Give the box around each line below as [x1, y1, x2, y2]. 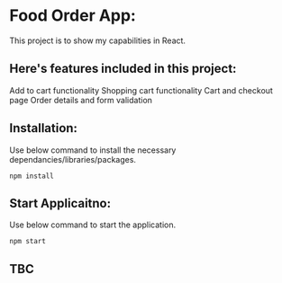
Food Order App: [9, 5, 137, 26]
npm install [9, 172, 54, 181]
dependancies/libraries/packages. [9, 154, 137, 164]
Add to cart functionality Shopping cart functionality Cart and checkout [9, 84, 273, 95]
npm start [9, 237, 47, 246]
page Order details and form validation [9, 94, 153, 105]
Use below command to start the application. [9, 219, 177, 230]
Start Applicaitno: [9, 195, 111, 211]
